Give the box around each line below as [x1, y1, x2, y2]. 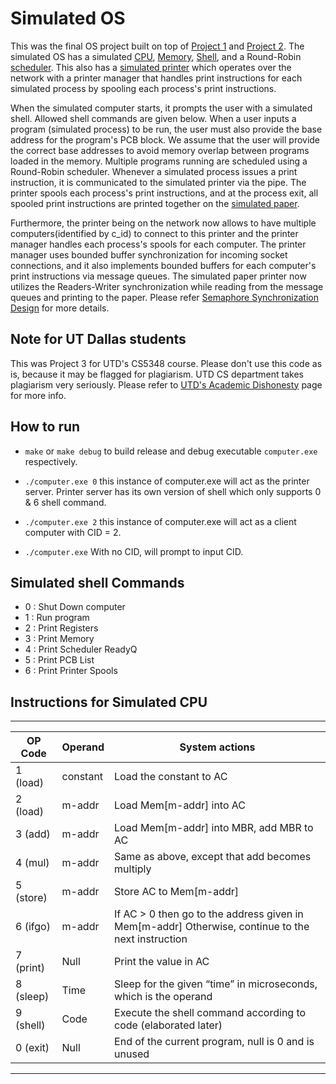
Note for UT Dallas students [10, 331, 187, 348]
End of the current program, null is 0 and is [114, 1035, 315, 1049]
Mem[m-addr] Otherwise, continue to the [114, 920, 310, 934]
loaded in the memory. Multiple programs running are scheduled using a [10, 155, 308, 167]
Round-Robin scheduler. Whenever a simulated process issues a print [10, 165, 298, 177]
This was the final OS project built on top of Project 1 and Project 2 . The [10, 40, 305, 52]
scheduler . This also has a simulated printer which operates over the [10, 61, 292, 73]
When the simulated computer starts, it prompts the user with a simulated [10, 102, 313, 114]
